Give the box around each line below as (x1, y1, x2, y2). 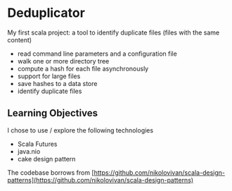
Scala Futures (17, 140, 58, 148)
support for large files (17, 72, 81, 80)
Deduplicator (7, 5, 86, 21)
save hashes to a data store (17, 79, 98, 87)
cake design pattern (17, 154, 76, 163)
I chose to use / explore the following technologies (7, 125, 153, 135)
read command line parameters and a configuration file (17, 49, 177, 58)
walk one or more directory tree (17, 56, 110, 65)
